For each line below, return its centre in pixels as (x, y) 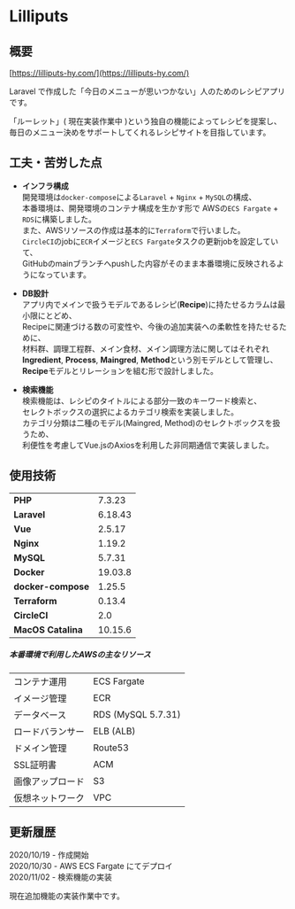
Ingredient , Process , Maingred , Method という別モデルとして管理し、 (150, 360)
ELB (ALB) (114, 731)
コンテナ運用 (41, 681)
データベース (40, 715)
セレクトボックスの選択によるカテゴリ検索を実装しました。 (130, 412)
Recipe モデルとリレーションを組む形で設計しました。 (120, 370)
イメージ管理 (40, 698)
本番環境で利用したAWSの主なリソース (80, 655)
